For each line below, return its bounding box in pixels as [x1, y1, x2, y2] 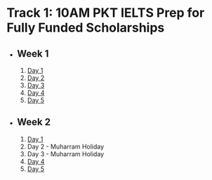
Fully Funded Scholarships [6, 20, 165, 36]
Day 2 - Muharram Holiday [27, 142, 105, 151]
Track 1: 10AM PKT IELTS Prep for [6, 5, 205, 21]
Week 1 [16, 48, 49, 60]
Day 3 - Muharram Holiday [27, 149, 105, 158]
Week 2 [16, 116, 51, 128]
